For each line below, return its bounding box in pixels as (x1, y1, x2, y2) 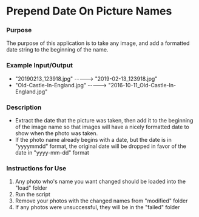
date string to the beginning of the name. (6, 46, 109, 53)
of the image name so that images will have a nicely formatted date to (15, 123, 189, 131)
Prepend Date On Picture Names (6, 4, 172, 18)
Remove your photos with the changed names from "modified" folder (15, 197, 188, 204)
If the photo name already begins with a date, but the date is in (15, 136, 172, 144)
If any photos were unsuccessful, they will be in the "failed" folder (15, 204, 180, 211)
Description (6, 103, 42, 112)
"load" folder (15, 184, 47, 192)
